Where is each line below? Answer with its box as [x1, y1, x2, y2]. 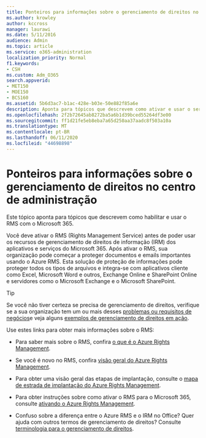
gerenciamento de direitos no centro [6, 179, 196, 194]
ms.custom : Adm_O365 [6, 72, 59, 78]
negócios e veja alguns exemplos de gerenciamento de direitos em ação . [6, 314, 189, 321]
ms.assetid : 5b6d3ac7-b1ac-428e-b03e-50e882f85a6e [6, 100, 139, 106]
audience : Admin [6, 37, 48, 44]
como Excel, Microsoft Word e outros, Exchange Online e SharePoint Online [6, 271, 197, 278]
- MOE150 [6, 89, 29, 95]
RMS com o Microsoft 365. [6, 219, 74, 227]
